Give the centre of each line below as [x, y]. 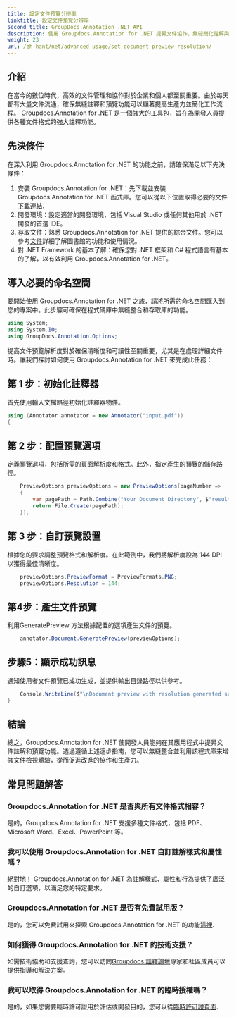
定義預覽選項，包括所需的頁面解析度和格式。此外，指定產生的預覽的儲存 [112, 464]
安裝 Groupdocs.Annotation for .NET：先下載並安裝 [92, 188]
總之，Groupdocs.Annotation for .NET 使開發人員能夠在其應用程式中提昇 [112, 742]
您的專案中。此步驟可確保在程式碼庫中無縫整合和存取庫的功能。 [99, 310]
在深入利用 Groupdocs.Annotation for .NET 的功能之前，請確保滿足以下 [110, 164]
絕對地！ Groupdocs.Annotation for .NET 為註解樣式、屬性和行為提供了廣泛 [116, 879]
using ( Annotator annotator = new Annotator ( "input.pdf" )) [96, 415]
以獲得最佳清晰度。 [35, 563]
